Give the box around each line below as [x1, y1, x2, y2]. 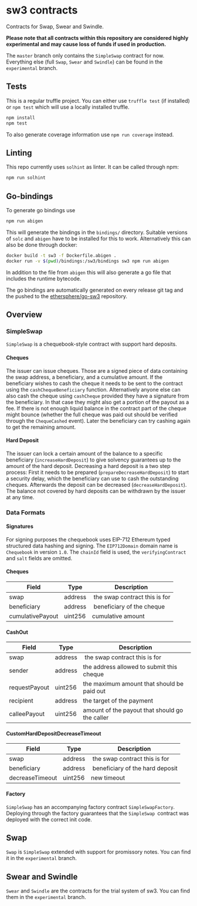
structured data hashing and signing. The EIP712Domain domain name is [6, 542, 178, 549]
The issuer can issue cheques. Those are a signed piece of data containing [6, 367, 188, 374]
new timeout [90, 774, 125, 782]
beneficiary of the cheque [93, 603, 165, 611]
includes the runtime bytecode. [6, 275, 81, 282]
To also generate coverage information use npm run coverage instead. [6, 131, 174, 138]
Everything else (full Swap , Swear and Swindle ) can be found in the [6, 58, 163, 65]
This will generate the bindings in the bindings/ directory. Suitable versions [6, 229, 188, 236]
